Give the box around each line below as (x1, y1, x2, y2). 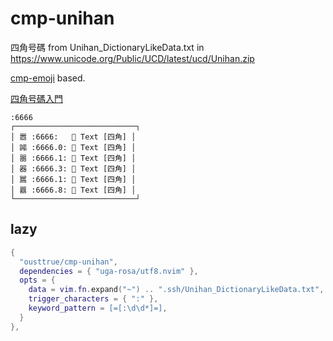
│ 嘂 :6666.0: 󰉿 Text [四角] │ (10, 142, 137, 152)
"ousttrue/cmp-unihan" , (19, 257, 118, 267)
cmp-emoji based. (10, 72, 86, 84)
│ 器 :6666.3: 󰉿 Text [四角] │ (10, 163, 137, 174)
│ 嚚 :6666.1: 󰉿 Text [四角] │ (10, 174, 137, 184)
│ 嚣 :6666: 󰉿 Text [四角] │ (10, 132, 137, 142)
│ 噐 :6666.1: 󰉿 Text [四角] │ (10, 153, 137, 163)
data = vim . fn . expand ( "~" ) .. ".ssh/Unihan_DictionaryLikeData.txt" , (28, 285, 325, 295)
